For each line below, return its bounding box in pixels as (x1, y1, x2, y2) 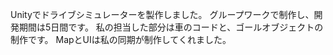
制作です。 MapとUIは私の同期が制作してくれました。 (10, 34, 232, 45)
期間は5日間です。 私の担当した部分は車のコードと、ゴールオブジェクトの (18, 21, 324, 33)
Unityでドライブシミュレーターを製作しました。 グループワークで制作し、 (10, 9, 315, 20)
